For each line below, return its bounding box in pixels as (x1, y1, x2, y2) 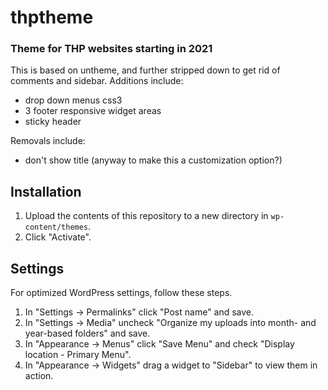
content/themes (24, 222, 89, 233)
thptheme (10, 6, 94, 29)
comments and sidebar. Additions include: (10, 75, 184, 87)
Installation (10, 183, 82, 200)
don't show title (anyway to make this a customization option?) (24, 154, 283, 166)
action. (24, 370, 54, 382)
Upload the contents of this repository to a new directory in (24, 210, 269, 222)
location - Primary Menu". (24, 349, 132, 361)
